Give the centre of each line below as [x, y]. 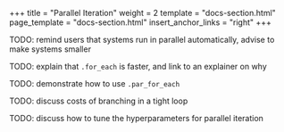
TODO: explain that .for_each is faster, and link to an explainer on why [138, 66]
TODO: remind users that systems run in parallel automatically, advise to [142, 40]
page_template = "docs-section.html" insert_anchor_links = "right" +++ [141, 22]
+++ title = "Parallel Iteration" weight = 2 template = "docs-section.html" [143, 13]
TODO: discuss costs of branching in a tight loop [99, 101]
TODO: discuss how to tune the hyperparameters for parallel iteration [136, 118]
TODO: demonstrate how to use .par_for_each [95, 83]
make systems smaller [50, 49]
